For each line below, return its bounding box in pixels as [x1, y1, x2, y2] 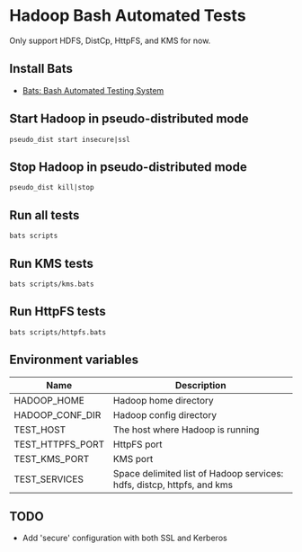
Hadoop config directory [112, 408, 218, 421]
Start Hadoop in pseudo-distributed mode [9, 111, 249, 127]
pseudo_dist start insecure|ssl [9, 135, 130, 144]
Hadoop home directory [112, 394, 214, 406]
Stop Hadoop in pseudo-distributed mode [9, 159, 247, 174]
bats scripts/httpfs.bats [9, 327, 106, 337]
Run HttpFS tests [9, 304, 106, 319]
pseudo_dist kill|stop [9, 183, 94, 192]
